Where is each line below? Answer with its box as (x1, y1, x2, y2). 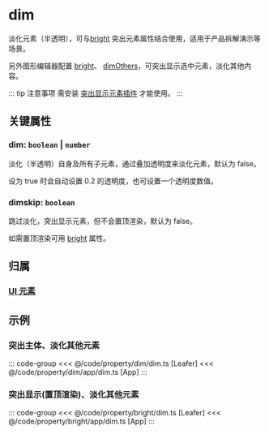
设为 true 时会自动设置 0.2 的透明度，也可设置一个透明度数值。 (8, 176, 219, 186)
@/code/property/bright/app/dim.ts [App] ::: (8, 416, 156, 427)
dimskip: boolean (8, 196, 75, 208)
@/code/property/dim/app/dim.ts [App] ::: (8, 367, 147, 376)
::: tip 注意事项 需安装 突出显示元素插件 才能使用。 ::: (8, 88, 184, 98)
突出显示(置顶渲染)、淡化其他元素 (8, 389, 139, 400)
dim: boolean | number (8, 140, 91, 151)
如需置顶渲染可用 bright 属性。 (8, 233, 111, 243)
